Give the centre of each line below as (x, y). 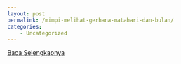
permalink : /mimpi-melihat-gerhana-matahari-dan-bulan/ (90, 20)
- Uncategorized (44, 33)
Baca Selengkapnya (36, 53)
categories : (25, 26)
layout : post (26, 14)
